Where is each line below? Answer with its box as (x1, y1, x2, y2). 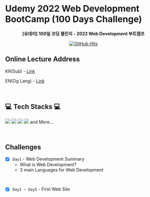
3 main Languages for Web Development (19, 167, 104, 173)
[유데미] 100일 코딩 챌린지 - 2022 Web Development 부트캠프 (22, 30, 145, 36)
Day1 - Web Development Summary (12, 156, 84, 162)
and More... (29, 119, 54, 125)
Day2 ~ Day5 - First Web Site (12, 186, 71, 192)
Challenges (5, 143, 41, 151)
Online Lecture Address (5, 55, 80, 64)
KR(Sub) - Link (5, 68, 36, 74)
